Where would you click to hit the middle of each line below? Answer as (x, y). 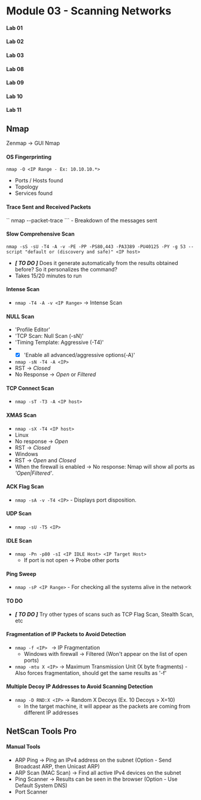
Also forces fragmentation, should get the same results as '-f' (91, 673)
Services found (33, 193)
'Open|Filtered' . (34, 473)
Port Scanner (31, 792)
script (14, 252)
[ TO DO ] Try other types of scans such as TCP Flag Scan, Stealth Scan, (104, 614)
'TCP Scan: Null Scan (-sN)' (49, 336)
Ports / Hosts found (39, 181)
